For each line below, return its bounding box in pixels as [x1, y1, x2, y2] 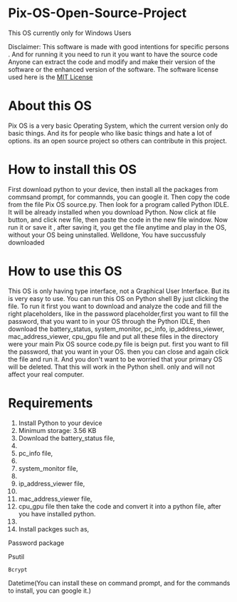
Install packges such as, [18, 524, 90, 533]
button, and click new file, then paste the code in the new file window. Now [8, 215, 228, 224]
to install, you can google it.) [8, 586, 92, 595]
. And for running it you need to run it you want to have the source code [8, 50, 218, 58]
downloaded [8, 238, 45, 247]
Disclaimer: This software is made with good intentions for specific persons [8, 42, 230, 51]
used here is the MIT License [8, 73, 93, 81]
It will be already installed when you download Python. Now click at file [8, 208, 216, 216]
